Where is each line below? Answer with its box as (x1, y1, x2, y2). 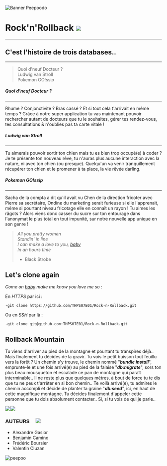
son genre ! (5, 221, 29, 227)
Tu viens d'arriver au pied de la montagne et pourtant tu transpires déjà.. (5, 348, 154, 354)
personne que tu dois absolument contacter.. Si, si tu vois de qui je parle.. (5, 396, 156, 402)
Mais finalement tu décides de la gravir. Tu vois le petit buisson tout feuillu (5, 354, 157, 360)
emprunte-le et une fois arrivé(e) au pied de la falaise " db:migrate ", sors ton (5, 364, 162, 370)
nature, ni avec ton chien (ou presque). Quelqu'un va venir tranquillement (5, 160, 155, 167)
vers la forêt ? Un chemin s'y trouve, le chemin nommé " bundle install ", (5, 359, 152, 365)
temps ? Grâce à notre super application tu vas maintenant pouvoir (5, 110, 142, 117)
